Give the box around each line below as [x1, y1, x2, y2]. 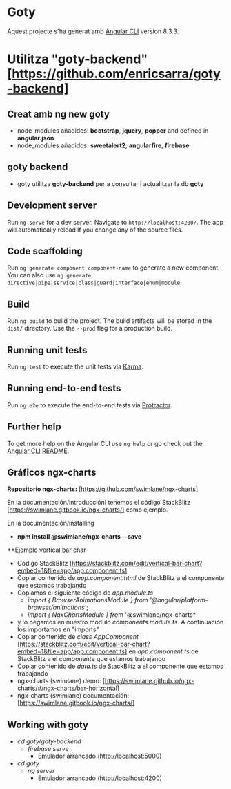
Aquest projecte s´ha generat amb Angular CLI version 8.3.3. [7, 27, 179, 35]
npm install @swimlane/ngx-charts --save [17, 532, 142, 541]
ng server [27, 767, 55, 775]
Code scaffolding [7, 245, 83, 257]
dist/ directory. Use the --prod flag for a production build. [7, 324, 172, 333]
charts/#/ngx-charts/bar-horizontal [17, 684, 117, 692]
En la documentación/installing [7, 519, 94, 528]
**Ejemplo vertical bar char [7, 546, 86, 554]
